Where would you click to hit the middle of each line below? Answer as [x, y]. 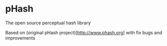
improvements [20, 38]
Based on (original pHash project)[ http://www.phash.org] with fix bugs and [84, 32]
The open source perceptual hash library [48, 23]
